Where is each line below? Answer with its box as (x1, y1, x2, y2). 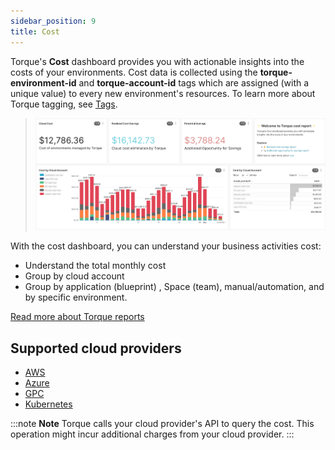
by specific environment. (24, 291, 128, 304)
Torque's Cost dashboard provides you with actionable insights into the (10, 55, 305, 67)
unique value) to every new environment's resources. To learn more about (10, 87, 316, 99)
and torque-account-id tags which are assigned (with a (78, 76, 310, 89)
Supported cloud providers (10, 340, 182, 357)
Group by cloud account (24, 270, 125, 282)
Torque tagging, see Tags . (10, 98, 118, 110)
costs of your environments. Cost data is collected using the (10, 66, 258, 78)
